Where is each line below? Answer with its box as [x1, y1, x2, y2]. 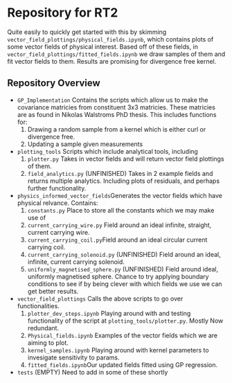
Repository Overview [7, 78, 100, 89]
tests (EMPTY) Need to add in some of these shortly [17, 368, 168, 376]
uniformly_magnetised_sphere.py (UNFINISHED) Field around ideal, [27, 265, 219, 273]
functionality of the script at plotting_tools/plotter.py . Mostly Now [27, 317, 224, 325]
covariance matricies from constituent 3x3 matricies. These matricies [17, 103, 216, 112]
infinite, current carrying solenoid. [27, 258, 125, 266]
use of [27, 213, 46, 222]
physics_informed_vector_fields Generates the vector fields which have [17, 191, 223, 199]
